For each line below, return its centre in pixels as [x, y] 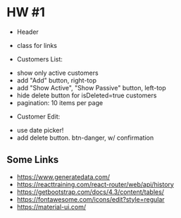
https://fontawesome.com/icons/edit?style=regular [90, 199]
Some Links [33, 160]
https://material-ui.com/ [51, 207]
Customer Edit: [38, 116]
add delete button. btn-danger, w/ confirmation [85, 138]
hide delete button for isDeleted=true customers [87, 95]
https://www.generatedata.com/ [63, 176]
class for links [37, 45]
